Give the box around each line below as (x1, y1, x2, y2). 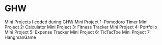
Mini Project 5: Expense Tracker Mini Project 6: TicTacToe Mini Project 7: (4, 29, 151, 35)
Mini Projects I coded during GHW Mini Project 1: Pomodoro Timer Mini (4, 19, 148, 25)
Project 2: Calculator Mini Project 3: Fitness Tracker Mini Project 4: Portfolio (4, 24, 158, 30)
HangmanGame (4, 34, 36, 40)
